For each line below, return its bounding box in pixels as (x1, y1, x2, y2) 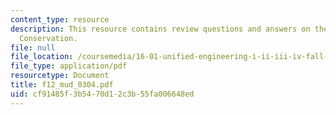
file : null (10, 42, 56, 53)
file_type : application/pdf (10, 61, 128, 71)
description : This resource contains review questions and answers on (10, 24, 311, 34)
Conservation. (19, 33, 78, 43)
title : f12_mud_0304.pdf (10, 80, 114, 90)
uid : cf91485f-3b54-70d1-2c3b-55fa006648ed (10, 89, 195, 99)
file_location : (10, 52, 74, 62)
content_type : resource (10, 14, 110, 25)
